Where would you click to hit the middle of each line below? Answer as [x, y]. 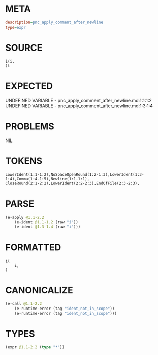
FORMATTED [33, 247]
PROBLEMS [30, 126]
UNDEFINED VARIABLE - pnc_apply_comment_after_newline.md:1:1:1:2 [79, 100]
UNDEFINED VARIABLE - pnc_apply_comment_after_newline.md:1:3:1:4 [79, 106]
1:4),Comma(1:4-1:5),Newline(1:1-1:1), [48, 179]
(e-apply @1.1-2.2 [25, 218]
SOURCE [24, 48]
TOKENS [24, 161]
